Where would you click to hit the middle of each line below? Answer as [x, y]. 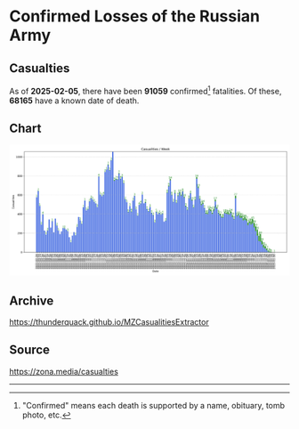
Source [30, 350]
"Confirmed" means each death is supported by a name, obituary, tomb [154, 405]
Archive [32, 300]
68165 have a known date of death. [74, 101]
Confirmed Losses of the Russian [135, 16]
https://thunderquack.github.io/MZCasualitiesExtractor [109, 322]
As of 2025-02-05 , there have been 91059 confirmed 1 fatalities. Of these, [145, 90]
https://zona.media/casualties [64, 371]
